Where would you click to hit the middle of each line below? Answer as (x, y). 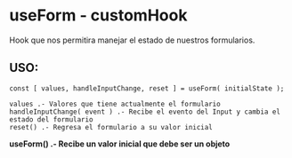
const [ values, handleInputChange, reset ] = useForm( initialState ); (147, 88)
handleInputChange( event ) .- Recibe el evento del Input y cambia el (145, 112)
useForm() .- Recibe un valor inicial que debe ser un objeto (120, 144)
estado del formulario (51, 119)
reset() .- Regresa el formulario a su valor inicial (111, 127)
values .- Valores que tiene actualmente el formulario (115, 104)
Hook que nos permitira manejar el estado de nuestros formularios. (132, 40)
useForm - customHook (98, 16)
